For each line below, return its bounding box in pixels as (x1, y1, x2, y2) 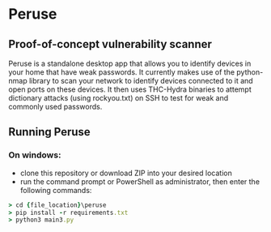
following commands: (19, 185, 92, 195)
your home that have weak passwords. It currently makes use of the (8, 67, 235, 77)
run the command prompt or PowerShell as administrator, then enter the (19, 176, 260, 187)
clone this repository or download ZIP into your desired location (19, 168, 232, 178)
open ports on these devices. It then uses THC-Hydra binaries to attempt (8, 84, 252, 94)
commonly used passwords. (8, 102, 103, 111)
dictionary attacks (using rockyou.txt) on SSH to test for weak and (8, 93, 229, 102)
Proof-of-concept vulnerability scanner (8, 37, 213, 51)
